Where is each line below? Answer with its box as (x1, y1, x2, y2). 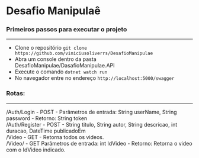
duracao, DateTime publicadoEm (6, 127, 86, 134)
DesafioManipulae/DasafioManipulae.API (14, 62, 115, 69)
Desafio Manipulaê (6, 4, 101, 18)
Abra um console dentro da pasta (14, 56, 97, 63)
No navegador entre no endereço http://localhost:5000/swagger (14, 75, 175, 82)
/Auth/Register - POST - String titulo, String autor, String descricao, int (6, 121, 178, 128)
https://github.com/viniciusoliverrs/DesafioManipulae (14, 50, 153, 57)
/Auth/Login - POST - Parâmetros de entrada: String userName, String (6, 108, 177, 115)
